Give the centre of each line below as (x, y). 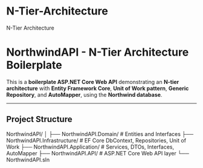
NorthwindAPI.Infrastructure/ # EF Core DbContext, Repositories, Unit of (96, 140)
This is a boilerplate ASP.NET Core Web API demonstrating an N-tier (93, 82)
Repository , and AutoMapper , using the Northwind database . (84, 94)
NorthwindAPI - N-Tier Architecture (98, 52)
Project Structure (39, 119)
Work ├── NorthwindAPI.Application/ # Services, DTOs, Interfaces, (90, 147)
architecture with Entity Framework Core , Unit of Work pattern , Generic (98, 88)
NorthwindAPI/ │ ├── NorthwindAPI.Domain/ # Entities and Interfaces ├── (100, 134)
